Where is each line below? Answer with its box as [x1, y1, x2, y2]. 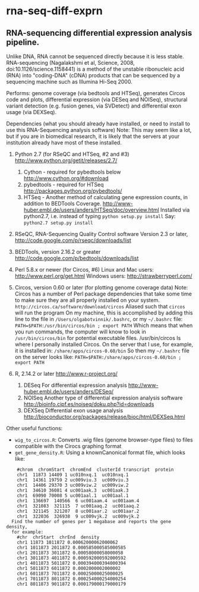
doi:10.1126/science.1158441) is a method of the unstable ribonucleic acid [6, 65, 184, 73]
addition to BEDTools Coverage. [23, 200, 102, 207]
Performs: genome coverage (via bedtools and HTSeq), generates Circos [6, 90, 185, 96]
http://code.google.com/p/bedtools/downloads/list [14, 254, 139, 262]
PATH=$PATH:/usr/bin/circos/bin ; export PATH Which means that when [14, 322, 193, 329]
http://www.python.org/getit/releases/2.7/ [14, 157, 118, 164]
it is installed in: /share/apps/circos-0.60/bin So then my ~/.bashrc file [14, 347, 190, 354]
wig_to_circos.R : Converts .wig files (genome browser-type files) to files [14, 436, 193, 443]
